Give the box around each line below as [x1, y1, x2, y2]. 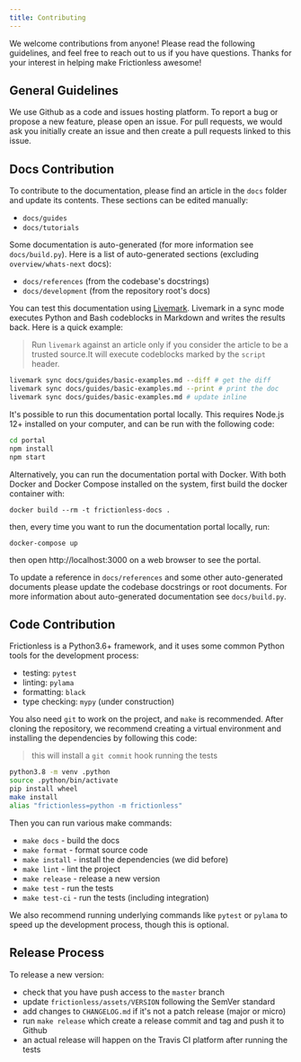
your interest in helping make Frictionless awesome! [9, 57, 202, 67]
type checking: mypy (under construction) [22, 696, 175, 707]
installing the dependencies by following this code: [9, 733, 198, 744]
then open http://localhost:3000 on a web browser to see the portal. [9, 554, 261, 565]
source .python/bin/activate [9, 776, 119, 785]
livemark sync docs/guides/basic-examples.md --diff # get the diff [9, 376, 271, 385]
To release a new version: [9, 968, 105, 980]
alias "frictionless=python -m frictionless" [9, 801, 182, 810]
